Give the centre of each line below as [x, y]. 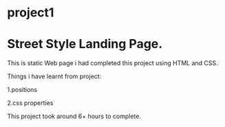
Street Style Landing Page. [85, 44]
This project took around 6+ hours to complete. [74, 116]
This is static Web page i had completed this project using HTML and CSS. [112, 63]
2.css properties [30, 103]
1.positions [22, 90]
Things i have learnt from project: [54, 76]
